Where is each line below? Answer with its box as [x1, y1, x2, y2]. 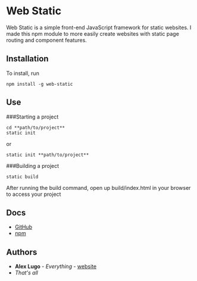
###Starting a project [6, 113, 59, 120]
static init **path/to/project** [6, 152, 89, 158]
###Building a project [6, 162, 60, 169]
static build [6, 174, 39, 180]
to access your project [6, 191, 61, 198]
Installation [6, 54, 49, 64]
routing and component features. [6, 36, 87, 43]
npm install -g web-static [6, 81, 73, 87]
